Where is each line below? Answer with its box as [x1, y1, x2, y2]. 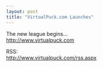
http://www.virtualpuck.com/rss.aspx [6, 54, 96, 61]
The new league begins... [6, 30, 68, 37]
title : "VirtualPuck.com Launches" [6, 14, 94, 20]
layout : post [6, 8, 38, 15]
